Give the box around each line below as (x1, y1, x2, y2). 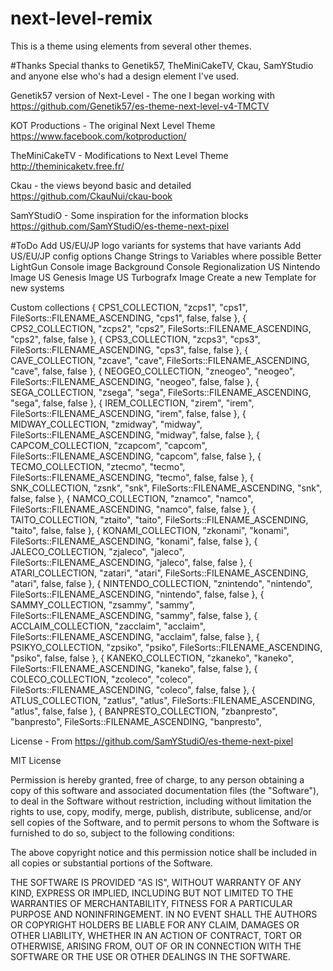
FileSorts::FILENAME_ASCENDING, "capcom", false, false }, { (10, 450, 262, 462)
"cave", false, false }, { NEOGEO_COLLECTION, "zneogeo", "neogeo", (10, 365, 296, 377)
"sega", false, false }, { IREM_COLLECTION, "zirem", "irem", (10, 397, 255, 409)
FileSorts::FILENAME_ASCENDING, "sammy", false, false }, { (10, 609, 258, 621)
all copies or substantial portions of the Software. (10, 857, 213, 869)
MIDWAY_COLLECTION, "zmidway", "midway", (10, 418, 203, 430)
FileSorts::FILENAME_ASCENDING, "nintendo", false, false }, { (10, 588, 265, 600)
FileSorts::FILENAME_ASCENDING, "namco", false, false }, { (10, 503, 257, 515)
